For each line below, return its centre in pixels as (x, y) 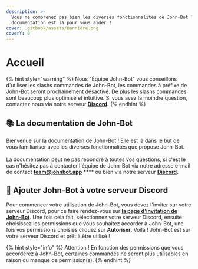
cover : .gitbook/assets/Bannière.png (52, 28)
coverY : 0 (18, 34)
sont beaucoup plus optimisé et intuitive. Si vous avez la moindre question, (97, 98)
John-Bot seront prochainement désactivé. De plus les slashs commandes (96, 91)
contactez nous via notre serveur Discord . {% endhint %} (76, 104)
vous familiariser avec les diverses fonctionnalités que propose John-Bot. (95, 147)
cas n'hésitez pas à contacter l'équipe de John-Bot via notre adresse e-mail (98, 165)
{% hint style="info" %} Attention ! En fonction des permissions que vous (95, 247)
